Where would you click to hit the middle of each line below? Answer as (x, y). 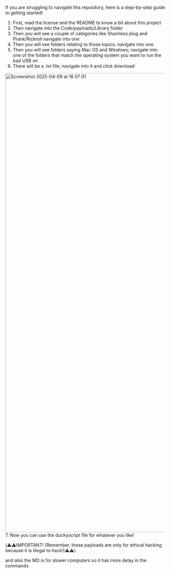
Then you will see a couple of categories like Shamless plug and (80, 33)
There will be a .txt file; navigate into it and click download (74, 66)
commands (17, 566)
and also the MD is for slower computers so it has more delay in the (76, 560)
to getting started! (24, 13)
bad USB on (25, 60)
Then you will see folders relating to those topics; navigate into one (83, 44)
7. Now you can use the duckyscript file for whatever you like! (70, 535)
